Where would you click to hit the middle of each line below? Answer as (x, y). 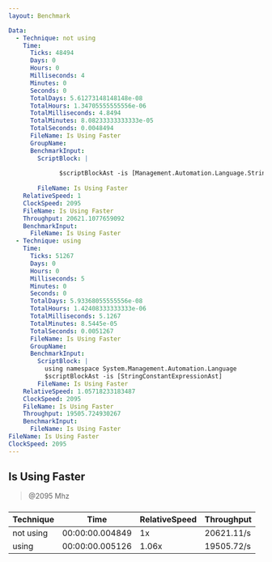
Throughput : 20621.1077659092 (74, 218)
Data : (17, 30)
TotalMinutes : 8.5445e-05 (73, 323)
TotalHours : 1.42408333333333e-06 (88, 309)
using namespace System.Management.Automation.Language (140, 369)
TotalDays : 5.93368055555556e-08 (86, 301)
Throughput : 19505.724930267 (72, 414)
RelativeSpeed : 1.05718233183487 (79, 391)
